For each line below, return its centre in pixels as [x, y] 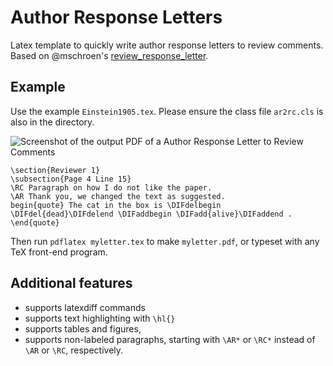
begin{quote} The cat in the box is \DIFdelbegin [116, 205]
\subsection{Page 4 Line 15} [71, 179]
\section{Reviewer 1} [55, 170]
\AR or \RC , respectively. [74, 350]
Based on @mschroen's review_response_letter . [109, 55]
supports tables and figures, [83, 328]
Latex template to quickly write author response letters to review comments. [167, 45]
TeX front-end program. [59, 252]
